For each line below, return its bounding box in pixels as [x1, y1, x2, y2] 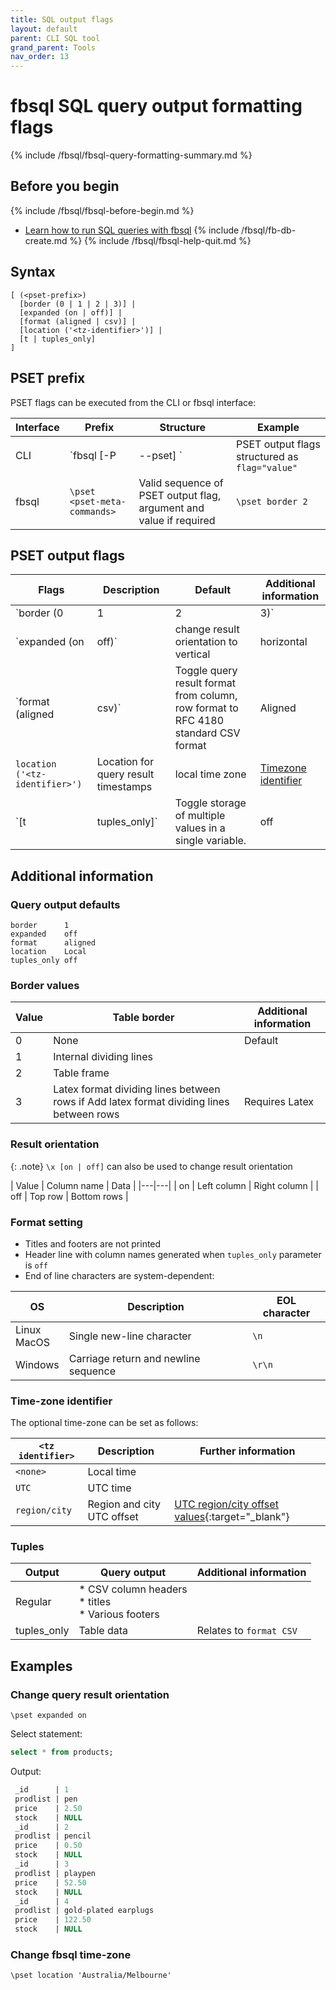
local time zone [174, 767, 247, 781]
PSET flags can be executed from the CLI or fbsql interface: [10, 396, 257, 408]
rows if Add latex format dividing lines [53, 1095, 230, 1109]
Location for [96, 755, 155, 769]
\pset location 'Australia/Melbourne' [10, 1971, 172, 1981]
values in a [174, 821, 226, 835]
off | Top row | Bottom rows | [10, 1190, 129, 1202]
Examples [10, 1657, 73, 1675]
